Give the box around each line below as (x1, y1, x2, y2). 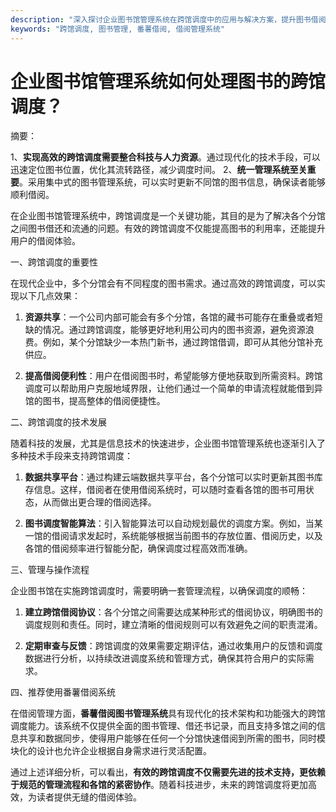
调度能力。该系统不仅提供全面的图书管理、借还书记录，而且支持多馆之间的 (10, 720, 317, 732)
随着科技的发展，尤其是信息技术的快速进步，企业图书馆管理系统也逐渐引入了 (10, 437, 326, 450)
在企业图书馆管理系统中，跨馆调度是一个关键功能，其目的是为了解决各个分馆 (10, 210, 326, 222)
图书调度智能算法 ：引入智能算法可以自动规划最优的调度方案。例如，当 (24, 517, 315, 530)
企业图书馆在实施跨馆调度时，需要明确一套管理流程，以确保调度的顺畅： (10, 585, 308, 597)
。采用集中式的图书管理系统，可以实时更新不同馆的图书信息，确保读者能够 (19, 176, 326, 188)
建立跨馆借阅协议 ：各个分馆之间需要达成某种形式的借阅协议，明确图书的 (24, 606, 323, 618)
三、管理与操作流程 (10, 564, 90, 576)
